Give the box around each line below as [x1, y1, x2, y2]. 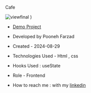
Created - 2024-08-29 [12, 43, 60, 49]
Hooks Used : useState [12, 63, 61, 68]
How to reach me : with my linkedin [12, 82, 86, 88]
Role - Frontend [12, 72, 45, 78]
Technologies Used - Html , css [12, 53, 78, 59]
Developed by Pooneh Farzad [12, 34, 75, 39]
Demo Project [12, 24, 41, 30]
